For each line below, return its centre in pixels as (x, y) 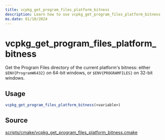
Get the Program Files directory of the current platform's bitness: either (78, 68)
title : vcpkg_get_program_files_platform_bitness (57, 10)
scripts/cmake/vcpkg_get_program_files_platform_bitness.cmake (71, 132)
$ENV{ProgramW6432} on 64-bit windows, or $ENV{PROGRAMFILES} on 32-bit (79, 73)
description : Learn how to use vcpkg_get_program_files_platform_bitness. (84, 14)
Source (17, 120)
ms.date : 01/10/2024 (27, 19)
